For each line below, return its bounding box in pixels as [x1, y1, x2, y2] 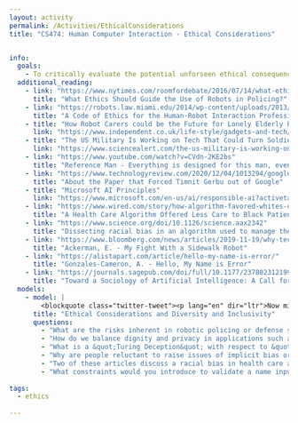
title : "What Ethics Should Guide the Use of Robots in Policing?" [32, 94, 288, 103]
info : [9, 53, 29, 62]
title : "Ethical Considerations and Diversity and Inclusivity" [32, 309, 276, 318]
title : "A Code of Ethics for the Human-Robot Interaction [32, 111, 255, 120]
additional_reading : [17, 78, 93, 87]
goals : [17, 61, 42, 71]
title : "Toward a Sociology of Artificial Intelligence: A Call [32, 276, 276, 285]
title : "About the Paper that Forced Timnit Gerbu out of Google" [32, 177, 284, 187]
